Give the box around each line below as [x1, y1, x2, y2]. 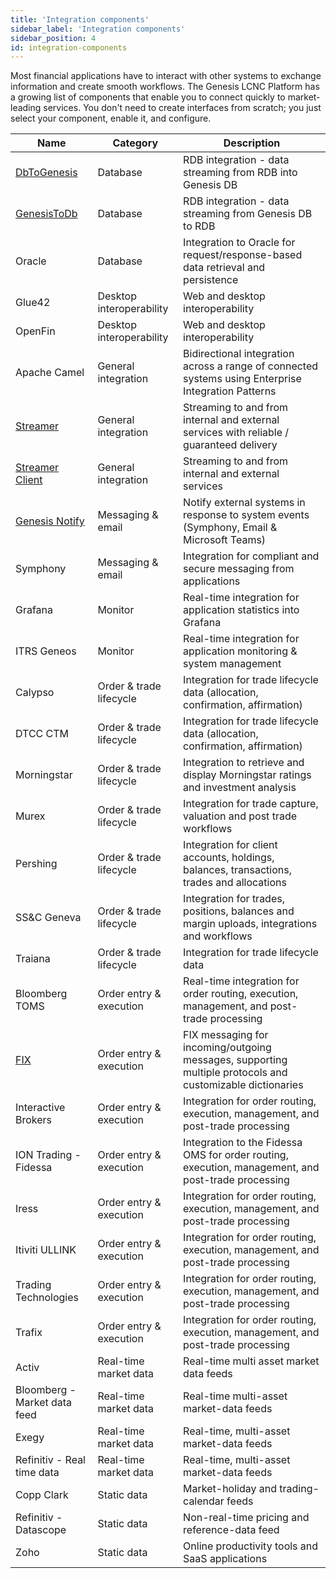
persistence [183, 273, 239, 287]
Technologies [15, 1291, 79, 1305]
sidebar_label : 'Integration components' [10, 24, 186, 34]
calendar [183, 1494, 225, 1508]
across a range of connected [183, 359, 319, 373]
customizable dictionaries [183, 1078, 304, 1092]
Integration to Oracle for [183, 236, 296, 250]
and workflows [183, 929, 253, 943]
